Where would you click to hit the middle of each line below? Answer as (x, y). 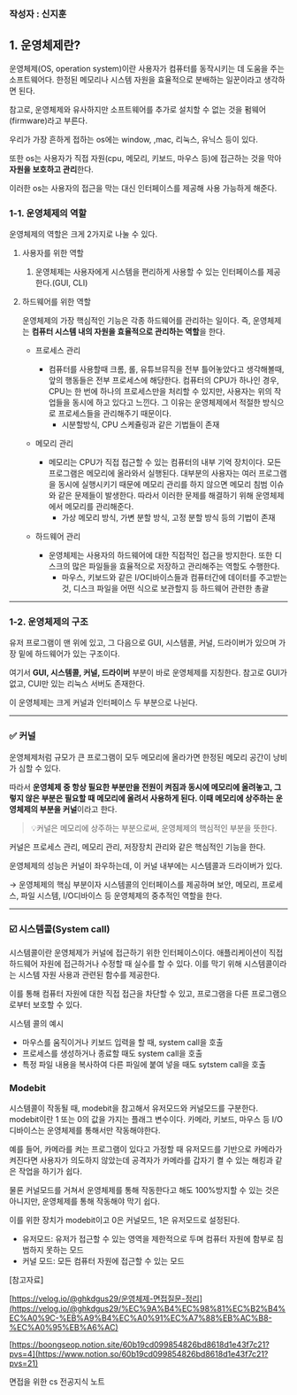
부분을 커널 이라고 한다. (78, 809)
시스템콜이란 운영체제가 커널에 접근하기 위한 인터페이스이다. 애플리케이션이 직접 (146, 952)
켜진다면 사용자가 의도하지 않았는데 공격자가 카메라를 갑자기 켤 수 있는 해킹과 (141, 1160)
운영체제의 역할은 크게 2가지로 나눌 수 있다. (84, 234)
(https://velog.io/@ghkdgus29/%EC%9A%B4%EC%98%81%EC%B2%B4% (148, 1309)
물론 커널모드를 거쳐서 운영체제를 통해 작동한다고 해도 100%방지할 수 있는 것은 (145, 1190)
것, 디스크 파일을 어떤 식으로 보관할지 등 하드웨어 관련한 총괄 (165, 589)
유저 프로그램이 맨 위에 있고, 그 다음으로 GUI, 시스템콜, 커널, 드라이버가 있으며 (143, 643)
